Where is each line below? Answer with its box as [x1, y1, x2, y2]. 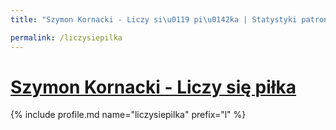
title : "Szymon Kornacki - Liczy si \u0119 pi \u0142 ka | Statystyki [10, 14, 298, 25]
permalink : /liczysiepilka [10, 32, 123, 43]
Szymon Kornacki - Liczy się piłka [10, 76, 297, 98]
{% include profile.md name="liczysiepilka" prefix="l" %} [10, 109, 247, 121]
